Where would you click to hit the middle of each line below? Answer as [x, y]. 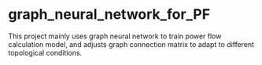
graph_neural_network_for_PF [109, 14]
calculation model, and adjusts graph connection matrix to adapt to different [131, 44]
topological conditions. [45, 52]
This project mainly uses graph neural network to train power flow [115, 36]
